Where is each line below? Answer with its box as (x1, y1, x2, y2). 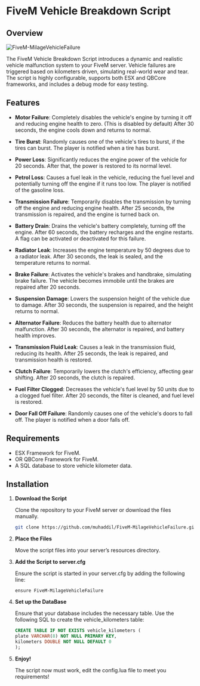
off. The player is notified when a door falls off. (14, 416, 130, 423)
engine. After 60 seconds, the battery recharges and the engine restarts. (14, 228, 194, 236)
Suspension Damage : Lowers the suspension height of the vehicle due (14, 295, 190, 302)
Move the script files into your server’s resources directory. (14, 547, 161, 554)
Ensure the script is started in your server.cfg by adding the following (14, 570, 185, 577)
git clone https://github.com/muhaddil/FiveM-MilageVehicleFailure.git (14, 524, 197, 530)
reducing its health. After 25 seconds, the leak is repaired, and (14, 350, 168, 357)
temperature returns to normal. (14, 259, 91, 266)
